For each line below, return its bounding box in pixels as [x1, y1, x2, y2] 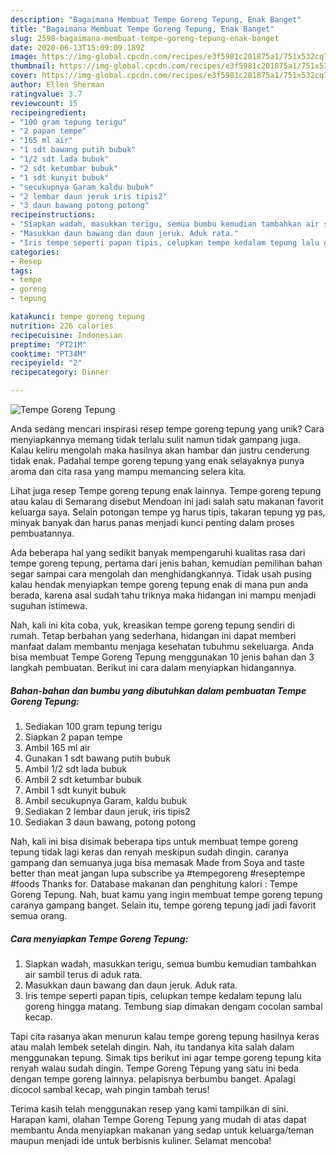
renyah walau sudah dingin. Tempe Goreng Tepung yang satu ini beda [10, 1062, 299, 1074]
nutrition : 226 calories [10, 321, 114, 331]
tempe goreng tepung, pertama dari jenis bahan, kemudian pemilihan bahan [10, 557, 323, 569]
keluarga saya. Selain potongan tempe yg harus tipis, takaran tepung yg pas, [10, 506, 326, 518]
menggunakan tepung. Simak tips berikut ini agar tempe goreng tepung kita [10, 1051, 322, 1063]
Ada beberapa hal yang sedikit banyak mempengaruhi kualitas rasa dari [10, 547, 306, 558]
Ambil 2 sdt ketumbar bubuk [24, 773, 142, 785]
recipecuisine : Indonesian [10, 330, 123, 340]
